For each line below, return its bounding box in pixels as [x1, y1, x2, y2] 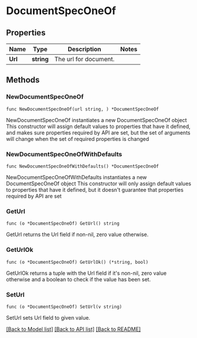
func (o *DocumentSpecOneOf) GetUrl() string [6, 221, 119, 227]
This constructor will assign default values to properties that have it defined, [6, 123, 191, 130]
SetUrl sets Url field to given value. [6, 314, 91, 321]
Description [67, 45, 102, 53]
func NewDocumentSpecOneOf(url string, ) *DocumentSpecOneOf [6, 106, 159, 112]
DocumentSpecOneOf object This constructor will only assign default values [6, 180, 192, 187]
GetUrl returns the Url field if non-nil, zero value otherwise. [6, 231, 149, 238]
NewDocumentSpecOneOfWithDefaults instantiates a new [6, 173, 147, 181]
